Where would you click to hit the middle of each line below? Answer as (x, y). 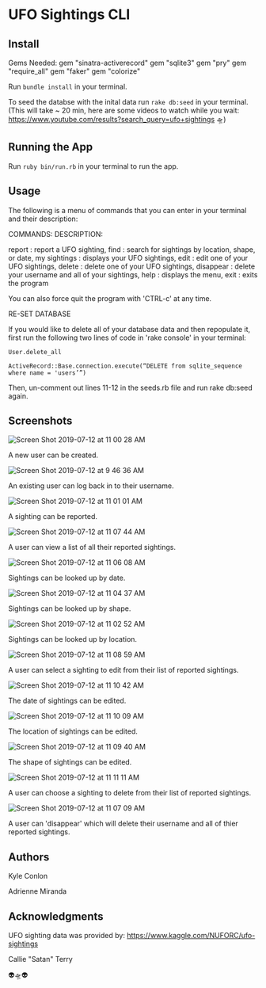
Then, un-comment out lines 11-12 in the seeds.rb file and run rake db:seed (131, 387)
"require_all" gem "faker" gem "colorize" (74, 71)
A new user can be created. (53, 455)
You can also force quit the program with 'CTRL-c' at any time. (110, 298)
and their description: (43, 219)
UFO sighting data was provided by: (66, 936)
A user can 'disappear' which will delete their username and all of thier (123, 824)
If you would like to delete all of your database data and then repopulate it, (129, 329)
